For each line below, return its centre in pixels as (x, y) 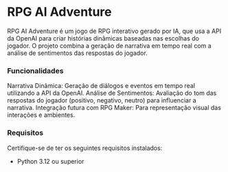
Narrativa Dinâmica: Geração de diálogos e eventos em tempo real (101, 86)
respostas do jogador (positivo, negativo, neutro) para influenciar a (102, 100)
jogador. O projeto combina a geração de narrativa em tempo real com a (109, 45)
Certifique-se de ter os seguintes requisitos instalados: (85, 148)
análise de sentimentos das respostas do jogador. (77, 53)
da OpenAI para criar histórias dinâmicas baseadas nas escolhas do (103, 38)
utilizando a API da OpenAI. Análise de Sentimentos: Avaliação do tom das (112, 93)
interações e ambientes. (41, 115)
